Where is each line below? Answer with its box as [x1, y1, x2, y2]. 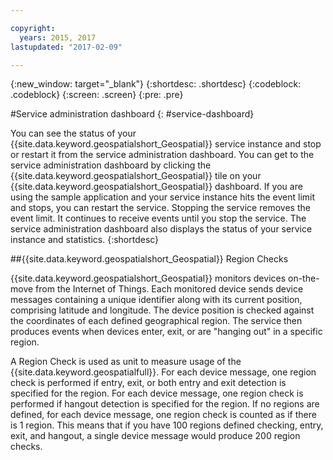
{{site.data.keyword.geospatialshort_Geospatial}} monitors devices [10, 272, 287, 285]
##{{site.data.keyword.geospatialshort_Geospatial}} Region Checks [10, 253, 289, 265]
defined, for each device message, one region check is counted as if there [10, 409, 317, 421]
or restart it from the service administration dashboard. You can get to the [10, 149, 315, 161]
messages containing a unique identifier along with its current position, [10, 294, 303, 306]
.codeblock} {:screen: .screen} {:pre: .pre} [10, 89, 184, 101]
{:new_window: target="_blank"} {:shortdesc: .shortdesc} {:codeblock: [10, 78, 302, 90]
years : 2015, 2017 [19, 32, 97, 43]
